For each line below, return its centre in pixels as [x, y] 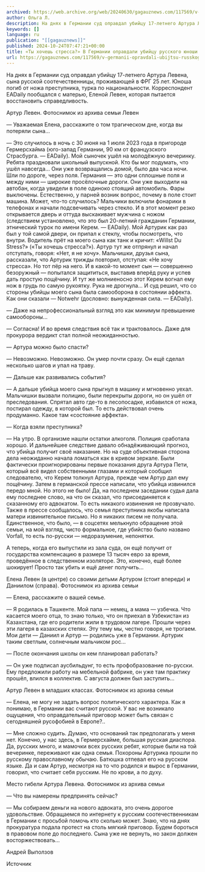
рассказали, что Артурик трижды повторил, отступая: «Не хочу [89, 260]
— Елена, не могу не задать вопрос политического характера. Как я [96, 702]
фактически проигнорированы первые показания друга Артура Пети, [97, 464]
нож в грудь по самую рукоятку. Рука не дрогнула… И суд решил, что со [102, 285]
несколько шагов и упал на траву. [51, 365]
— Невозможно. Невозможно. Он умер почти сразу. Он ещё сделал [95, 358]
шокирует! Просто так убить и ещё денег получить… [75, 567]
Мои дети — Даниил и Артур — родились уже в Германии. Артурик [95, 635]
